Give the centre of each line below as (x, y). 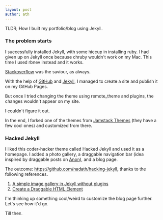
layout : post (18, 10)
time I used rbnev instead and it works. (44, 62)
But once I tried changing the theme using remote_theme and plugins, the (79, 96)
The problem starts (28, 41)
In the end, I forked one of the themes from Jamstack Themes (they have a (81, 120)
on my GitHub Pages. (27, 86)
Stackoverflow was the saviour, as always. (48, 71)
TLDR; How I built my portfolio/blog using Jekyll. (54, 28)
